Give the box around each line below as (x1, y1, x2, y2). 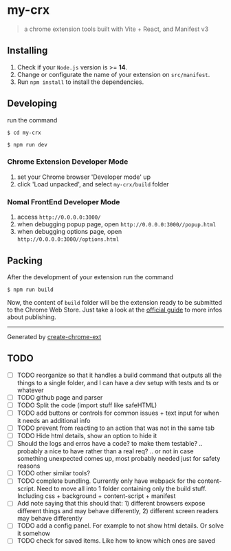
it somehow (16, 529, 50, 538)
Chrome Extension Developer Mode (7, 157, 129, 166)
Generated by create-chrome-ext (7, 332, 102, 341)
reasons (16, 462, 41, 470)
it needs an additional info (16, 417, 91, 425)
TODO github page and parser (16, 393, 103, 401)
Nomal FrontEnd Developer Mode (7, 197, 120, 206)
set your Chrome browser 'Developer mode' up (16, 173, 151, 181)
